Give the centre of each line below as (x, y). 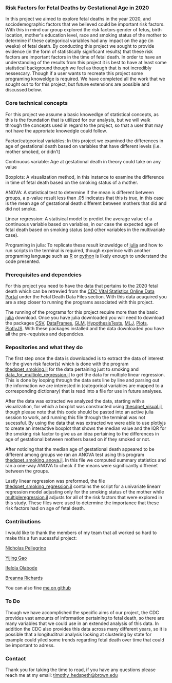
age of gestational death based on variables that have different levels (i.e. (83, 146)
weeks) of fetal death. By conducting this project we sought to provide (80, 46)
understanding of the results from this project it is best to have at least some (86, 63)
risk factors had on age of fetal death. (45, 508)
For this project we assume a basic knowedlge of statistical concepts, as (82, 114)
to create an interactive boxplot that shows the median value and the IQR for (86, 428)
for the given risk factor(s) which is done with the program (67, 364)
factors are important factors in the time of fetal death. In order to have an (83, 57)
